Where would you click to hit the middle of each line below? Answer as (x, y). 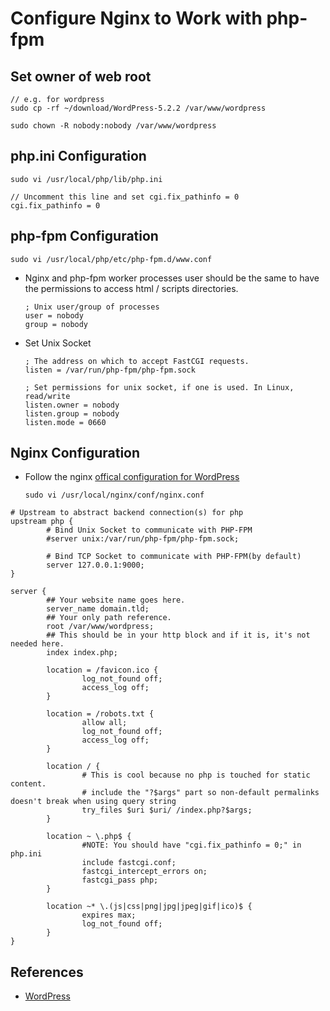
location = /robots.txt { (100, 714)
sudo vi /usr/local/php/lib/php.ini (86, 179)
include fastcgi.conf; (129, 863)
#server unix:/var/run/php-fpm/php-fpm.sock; (143, 539)
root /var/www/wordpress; (100, 627)
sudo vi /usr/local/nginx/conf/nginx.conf (114, 495)
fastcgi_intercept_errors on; (144, 872)
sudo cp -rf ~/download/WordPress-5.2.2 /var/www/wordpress (138, 108)
